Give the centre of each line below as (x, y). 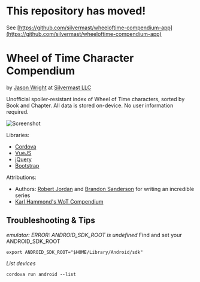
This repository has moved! (76, 11)
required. (17, 111)
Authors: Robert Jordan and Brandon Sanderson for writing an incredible (104, 189)
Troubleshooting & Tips (51, 221)
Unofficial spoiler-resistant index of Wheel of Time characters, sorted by (96, 99)
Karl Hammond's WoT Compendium (59, 201)
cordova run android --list (41, 274)
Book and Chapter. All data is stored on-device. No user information (90, 105)
